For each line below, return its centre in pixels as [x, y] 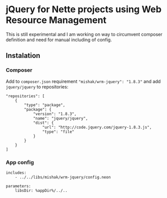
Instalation [23, 56]
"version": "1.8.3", [55, 114]
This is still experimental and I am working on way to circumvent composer [84, 34]
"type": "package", [45, 105]
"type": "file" [58, 132]
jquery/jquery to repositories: [37, 87]
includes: [16, 173]
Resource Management [56, 20]
